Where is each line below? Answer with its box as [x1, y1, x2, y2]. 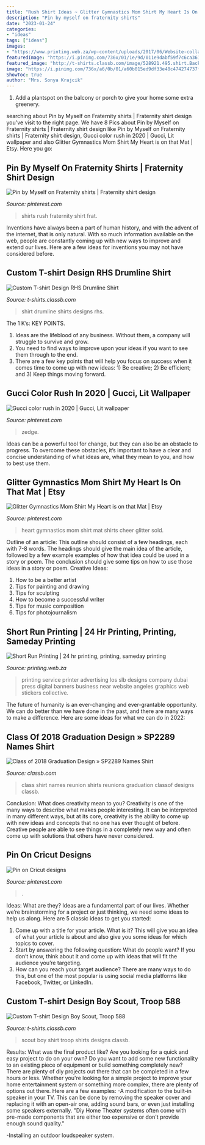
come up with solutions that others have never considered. [6, 832, 154, 839]
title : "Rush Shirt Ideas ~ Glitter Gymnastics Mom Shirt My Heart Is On [6, 9, 198, 15]
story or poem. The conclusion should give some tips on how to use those [6, 558, 193, 565]
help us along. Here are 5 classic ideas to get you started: [6, 914, 151, 922]
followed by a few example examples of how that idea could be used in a [6, 551, 189, 559]
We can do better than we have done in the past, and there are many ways [6, 707, 193, 715]
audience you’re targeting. [15, 959, 82, 966]
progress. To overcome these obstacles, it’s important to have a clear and [6, 446, 191, 453]
